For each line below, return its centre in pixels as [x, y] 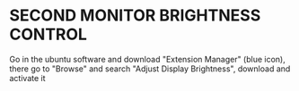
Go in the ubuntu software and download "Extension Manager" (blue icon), [147, 59]
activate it [28, 78]
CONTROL [48, 34]
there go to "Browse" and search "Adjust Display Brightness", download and [150, 69]
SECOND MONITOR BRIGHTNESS [135, 16]
